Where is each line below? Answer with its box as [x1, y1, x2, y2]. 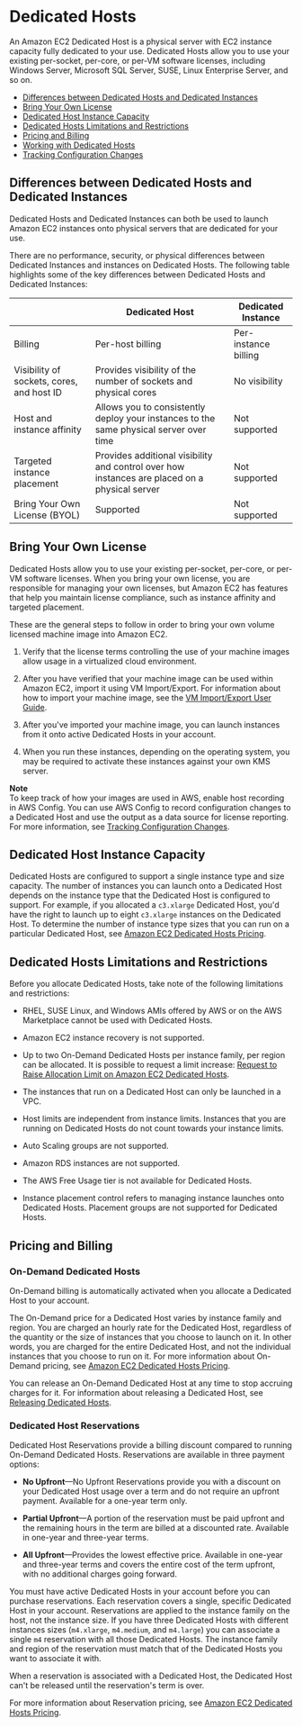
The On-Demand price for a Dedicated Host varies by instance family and [9, 1312, 282, 1323]
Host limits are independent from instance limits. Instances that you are [22, 1114, 286, 1125]
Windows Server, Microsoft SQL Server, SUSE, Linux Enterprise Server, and [9, 65, 289, 76]
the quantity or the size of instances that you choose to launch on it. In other [9, 1331, 292, 1343]
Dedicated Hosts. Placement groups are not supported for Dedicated [22, 1202, 278, 1213]
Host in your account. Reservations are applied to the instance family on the [9, 1605, 290, 1616]
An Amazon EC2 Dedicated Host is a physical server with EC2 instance [9, 36, 272, 47]
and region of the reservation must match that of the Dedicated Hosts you [9, 1643, 283, 1654]
